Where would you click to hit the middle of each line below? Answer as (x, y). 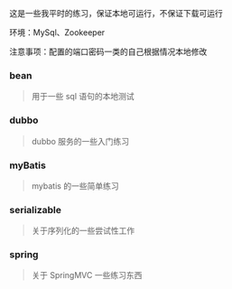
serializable (35, 210)
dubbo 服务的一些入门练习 (80, 141)
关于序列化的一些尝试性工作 (83, 231)
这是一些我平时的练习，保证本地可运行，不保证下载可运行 (116, 13)
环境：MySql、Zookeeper (57, 33)
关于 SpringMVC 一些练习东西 (87, 275)
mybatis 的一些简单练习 (75, 186)
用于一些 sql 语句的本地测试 (83, 97)
